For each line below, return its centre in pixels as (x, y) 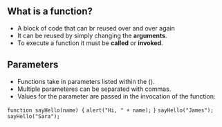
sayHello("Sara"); (34, 116)
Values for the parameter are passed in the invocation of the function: (116, 96)
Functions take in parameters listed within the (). (86, 81)
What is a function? (50, 11)
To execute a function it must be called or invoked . (90, 43)
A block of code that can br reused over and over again (96, 28)
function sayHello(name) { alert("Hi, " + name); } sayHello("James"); (111, 110)
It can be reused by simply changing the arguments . (92, 35)
